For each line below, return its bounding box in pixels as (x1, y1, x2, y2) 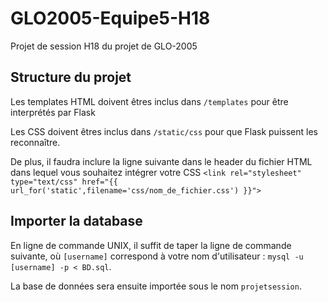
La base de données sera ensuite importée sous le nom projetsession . (10, 280, 302, 292)
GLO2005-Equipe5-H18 (10, 7, 211, 30)
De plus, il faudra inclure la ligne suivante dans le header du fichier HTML (10, 155, 313, 167)
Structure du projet (10, 69, 132, 86)
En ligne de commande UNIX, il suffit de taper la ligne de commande (10, 239, 292, 251)
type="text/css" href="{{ (10, 177, 118, 187)
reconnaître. (10, 136, 61, 148)
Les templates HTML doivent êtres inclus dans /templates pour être (10, 95, 289, 107)
